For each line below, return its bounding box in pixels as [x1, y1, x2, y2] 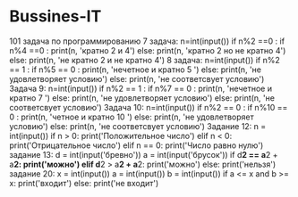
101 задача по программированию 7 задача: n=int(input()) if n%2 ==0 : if [9, 36, 285, 46]
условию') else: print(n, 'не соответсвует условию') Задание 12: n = [9, 120, 267, 131]
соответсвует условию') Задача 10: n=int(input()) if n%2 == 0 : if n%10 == [9, 102, 288, 112]
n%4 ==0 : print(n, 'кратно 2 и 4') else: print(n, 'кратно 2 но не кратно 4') [9, 45, 286, 55]
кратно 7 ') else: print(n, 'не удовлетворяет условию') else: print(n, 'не [9, 92, 276, 103]
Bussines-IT [9, 6, 102, 27]
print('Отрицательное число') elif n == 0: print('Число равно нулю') [9, 140, 264, 151]
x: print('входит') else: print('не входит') [9, 177, 159, 188]
